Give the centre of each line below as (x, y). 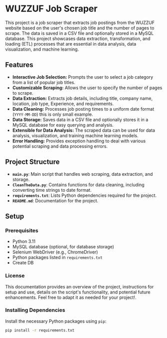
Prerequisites (22, 230)
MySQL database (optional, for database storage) (63, 247)
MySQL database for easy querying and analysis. (63, 125)
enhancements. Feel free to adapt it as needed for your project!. (71, 297)
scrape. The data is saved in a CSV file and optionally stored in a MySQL (80, 33)
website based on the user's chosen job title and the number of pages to (80, 28)
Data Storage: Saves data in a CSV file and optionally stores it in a (80, 119)
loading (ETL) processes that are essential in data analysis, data (71, 44)
